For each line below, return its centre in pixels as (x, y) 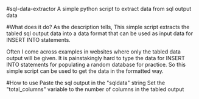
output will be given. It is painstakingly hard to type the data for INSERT (96, 58)
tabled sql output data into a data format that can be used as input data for (100, 33)
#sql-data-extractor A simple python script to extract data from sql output (99, 9)
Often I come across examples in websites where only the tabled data (94, 52)
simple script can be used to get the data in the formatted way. (85, 71)
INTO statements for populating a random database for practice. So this (96, 64)
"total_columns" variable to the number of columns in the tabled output (95, 89)
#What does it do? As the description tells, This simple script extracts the (98, 27)
